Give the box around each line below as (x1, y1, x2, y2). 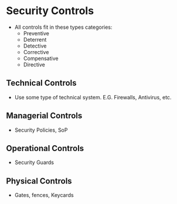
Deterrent (23, 36, 47, 43)
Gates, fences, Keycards (14, 192, 74, 199)
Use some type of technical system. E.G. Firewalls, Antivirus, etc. (14, 93, 172, 101)
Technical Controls (6, 78, 77, 88)
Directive (23, 61, 46, 68)
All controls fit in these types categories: (14, 24, 113, 31)
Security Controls (6, 4, 94, 18)
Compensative (23, 55, 59, 62)
